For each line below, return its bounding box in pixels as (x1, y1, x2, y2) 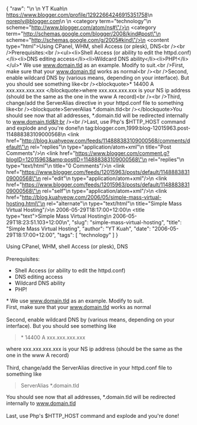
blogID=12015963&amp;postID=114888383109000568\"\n (6, 156, 147, 163)
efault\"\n (6, 143, 30, 150)
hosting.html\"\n (6, 200, 46, 207)
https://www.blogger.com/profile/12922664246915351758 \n (6, 11, 153, 18)
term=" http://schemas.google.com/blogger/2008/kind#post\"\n (6, 30, 161, 37)
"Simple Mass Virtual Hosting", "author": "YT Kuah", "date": (6, 225, 151, 232)
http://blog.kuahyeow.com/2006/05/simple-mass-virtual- (21, 194, 162, 201)
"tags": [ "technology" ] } (57, 231, 118, 239)
